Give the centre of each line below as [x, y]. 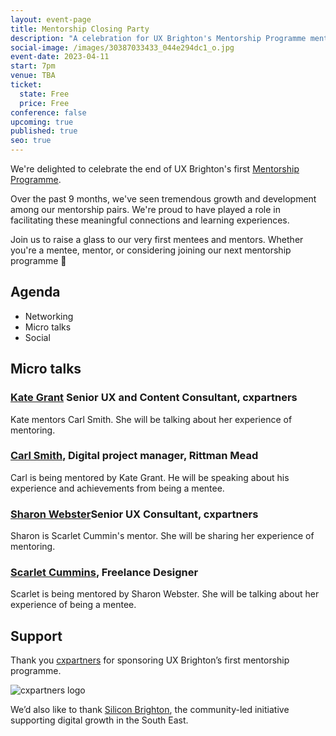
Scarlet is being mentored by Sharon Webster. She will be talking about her [165, 594]
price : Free [44, 103]
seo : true [31, 141]
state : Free [44, 94]
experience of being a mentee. [73, 605]
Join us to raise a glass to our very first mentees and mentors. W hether [157, 239]
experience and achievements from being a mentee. [117, 488]
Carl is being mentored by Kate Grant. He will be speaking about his [150, 477]
